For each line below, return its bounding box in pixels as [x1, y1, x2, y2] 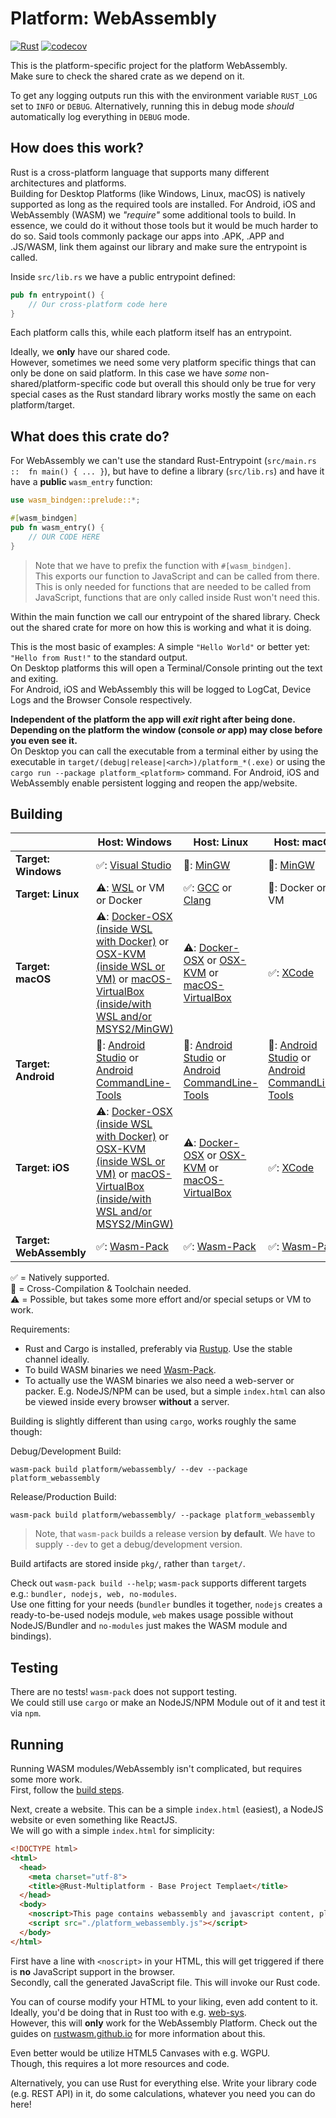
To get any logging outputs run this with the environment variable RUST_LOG [10, 89, 318, 101]
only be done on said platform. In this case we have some [10, 367, 248, 379]
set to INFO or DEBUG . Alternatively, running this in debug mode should [10, 100, 295, 112]
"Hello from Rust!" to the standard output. [10, 651, 188, 663]
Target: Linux [15, 887, 80, 901]
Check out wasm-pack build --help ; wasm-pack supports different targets [10, 1577, 307, 1589]
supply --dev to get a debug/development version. [34, 1538, 243, 1551]
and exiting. [10, 672, 59, 684]
